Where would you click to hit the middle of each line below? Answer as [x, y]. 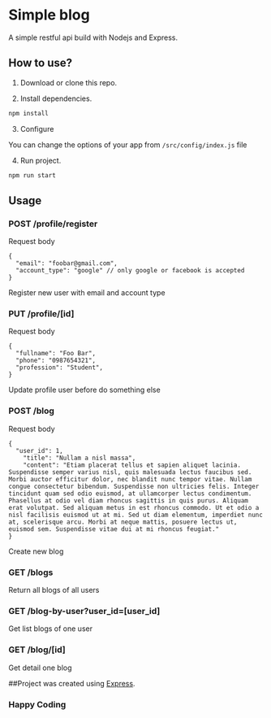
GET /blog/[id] [37, 650]
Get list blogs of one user [51, 629]
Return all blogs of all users [54, 590]
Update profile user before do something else [84, 390]
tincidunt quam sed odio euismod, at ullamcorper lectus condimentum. [130, 494]
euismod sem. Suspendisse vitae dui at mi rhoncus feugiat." [114, 529]
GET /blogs [31, 572]
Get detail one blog [40, 668]
